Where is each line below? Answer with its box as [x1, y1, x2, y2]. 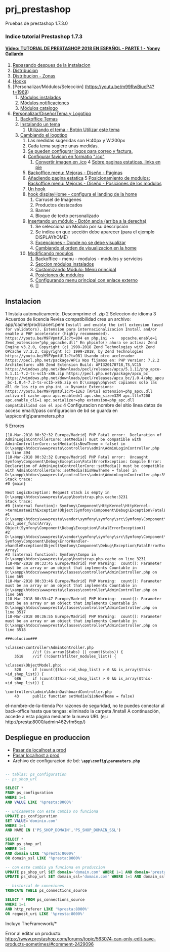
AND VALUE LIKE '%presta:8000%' [5, 800, 73, 805]
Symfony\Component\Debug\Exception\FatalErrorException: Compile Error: [5, 459, 162, 464]
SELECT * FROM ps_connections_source [5, 897, 85, 902]
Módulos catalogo [20, 105, 58, 111]
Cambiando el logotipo [20, 132, 68, 138]
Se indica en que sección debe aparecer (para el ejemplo [35, 229, 155, 235]
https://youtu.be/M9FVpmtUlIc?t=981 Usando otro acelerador [5, 353, 135, 358]
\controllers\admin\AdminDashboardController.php [5, 689, 112, 694]
